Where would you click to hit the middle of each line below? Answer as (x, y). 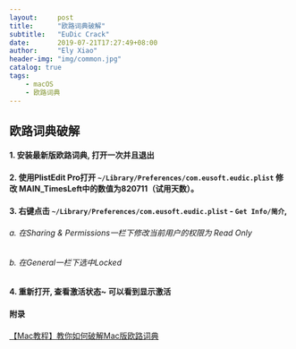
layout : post (42, 17)
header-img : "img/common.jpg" (66, 59)
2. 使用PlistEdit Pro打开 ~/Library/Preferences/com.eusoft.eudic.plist (142, 178)
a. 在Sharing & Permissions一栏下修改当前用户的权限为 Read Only (131, 233)
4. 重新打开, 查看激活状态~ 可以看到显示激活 (90, 292)
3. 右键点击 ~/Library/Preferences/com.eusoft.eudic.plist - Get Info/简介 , (148, 210)
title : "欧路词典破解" (57, 26)
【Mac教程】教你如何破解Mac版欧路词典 (84, 336)
